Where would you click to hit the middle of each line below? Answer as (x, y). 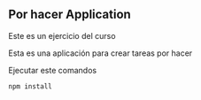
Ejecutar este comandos (53, 70)
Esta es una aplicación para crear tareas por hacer (100, 53)
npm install (30, 86)
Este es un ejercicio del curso (62, 35)
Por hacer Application (70, 15)
